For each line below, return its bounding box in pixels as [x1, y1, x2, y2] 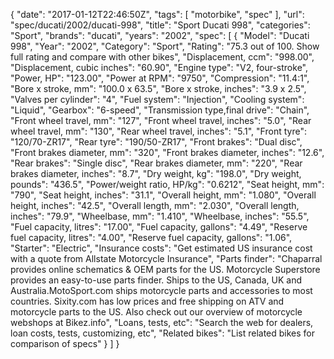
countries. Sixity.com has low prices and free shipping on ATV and [10, 295, 285, 307]
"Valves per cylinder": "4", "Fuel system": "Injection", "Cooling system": [10, 94, 305, 105]
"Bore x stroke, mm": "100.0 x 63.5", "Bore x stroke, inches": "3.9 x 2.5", [10, 83, 307, 94]
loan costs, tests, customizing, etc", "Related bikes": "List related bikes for [10, 327, 316, 339]
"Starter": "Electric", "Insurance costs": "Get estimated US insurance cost [10, 242, 313, 254]
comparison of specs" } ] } [10, 338, 120, 349]
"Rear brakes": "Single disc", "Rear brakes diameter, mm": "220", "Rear [10, 157, 303, 169]
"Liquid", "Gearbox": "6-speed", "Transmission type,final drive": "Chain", [10, 104, 310, 116]
